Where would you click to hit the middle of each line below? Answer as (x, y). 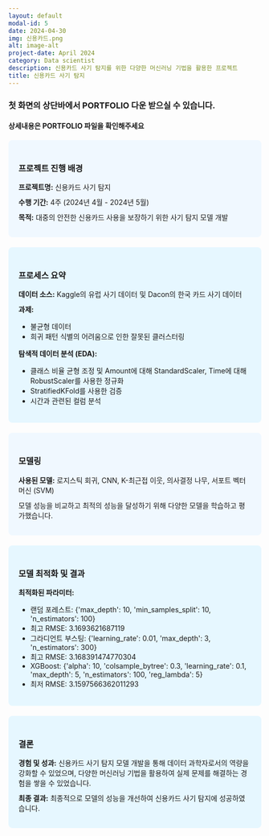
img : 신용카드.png (36, 38)
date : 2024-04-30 (37, 31)
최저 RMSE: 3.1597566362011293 (84, 684)
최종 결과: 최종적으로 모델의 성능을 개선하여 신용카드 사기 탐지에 (118, 798)
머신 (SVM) (37, 490)
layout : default (35, 16)
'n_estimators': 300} (64, 647)
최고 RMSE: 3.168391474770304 (83, 657)
